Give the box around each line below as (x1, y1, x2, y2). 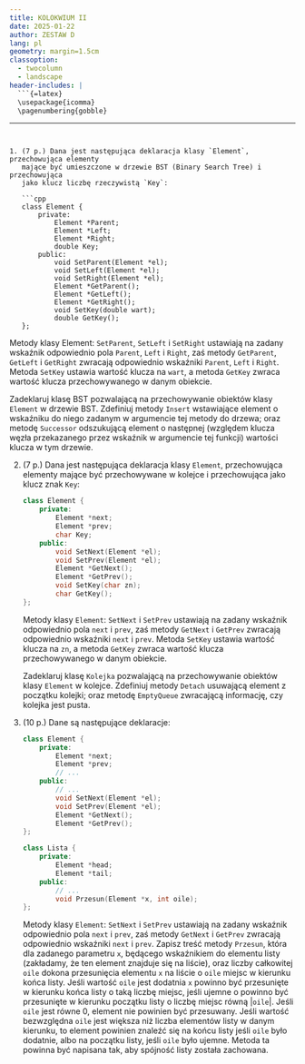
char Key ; (55, 530, 93, 539)
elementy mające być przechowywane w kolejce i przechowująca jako (22, 469, 286, 480)
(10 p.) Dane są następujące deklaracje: (22, 716, 171, 727)
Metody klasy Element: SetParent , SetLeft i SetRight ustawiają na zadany (9, 338, 284, 349)
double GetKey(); (54, 314, 120, 323)
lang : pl (9, 38, 43, 48)
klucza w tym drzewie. (9, 442, 93, 453)
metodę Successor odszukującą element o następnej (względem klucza (9, 423, 275, 434)
